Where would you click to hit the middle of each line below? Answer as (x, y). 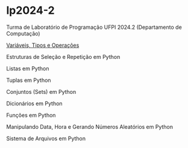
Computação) (23, 33)
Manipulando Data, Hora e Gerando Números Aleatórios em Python (90, 126)
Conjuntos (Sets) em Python (41, 91)
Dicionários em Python (34, 103)
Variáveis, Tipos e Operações (43, 45)
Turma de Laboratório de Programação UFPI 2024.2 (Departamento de (94, 27)
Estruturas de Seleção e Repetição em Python (63, 57)
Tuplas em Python (29, 80)
